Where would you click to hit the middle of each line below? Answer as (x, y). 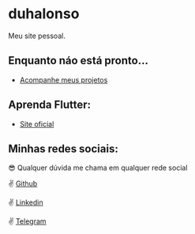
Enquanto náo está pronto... (78, 61)
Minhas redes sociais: (63, 149)
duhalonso (44, 14)
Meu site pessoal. (37, 36)
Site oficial (37, 124)
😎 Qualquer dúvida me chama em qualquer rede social (98, 168)
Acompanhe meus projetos (64, 79)
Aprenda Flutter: (50, 105)
